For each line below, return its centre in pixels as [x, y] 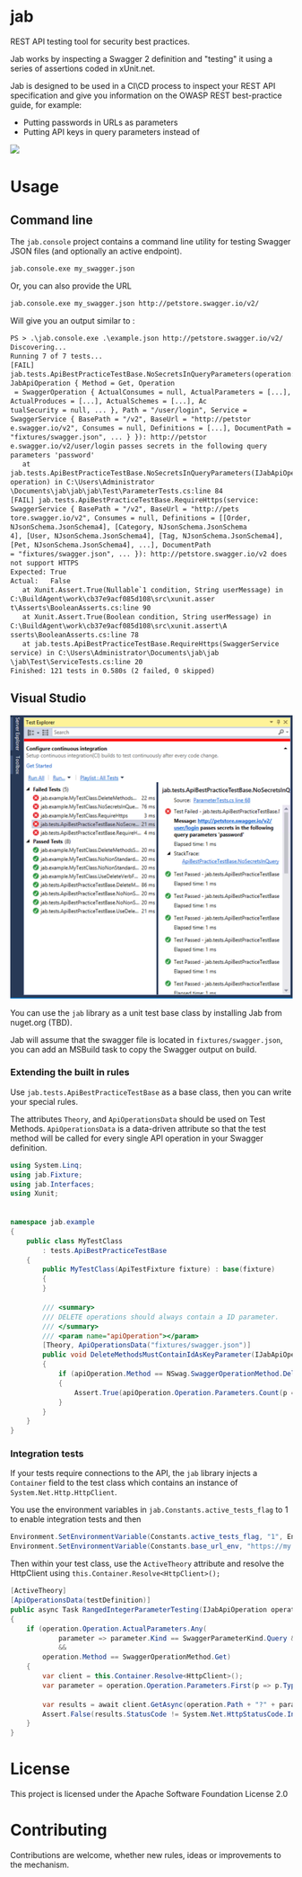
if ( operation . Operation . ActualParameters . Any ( [116, 1629]
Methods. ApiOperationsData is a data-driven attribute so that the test [138, 1128]
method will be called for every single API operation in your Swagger [137, 1138]
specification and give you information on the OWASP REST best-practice [146, 95]
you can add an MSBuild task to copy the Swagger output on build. [134, 1049]
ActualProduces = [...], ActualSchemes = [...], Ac [108, 401]
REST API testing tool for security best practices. [100, 41]
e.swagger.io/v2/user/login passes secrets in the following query [139, 446]
